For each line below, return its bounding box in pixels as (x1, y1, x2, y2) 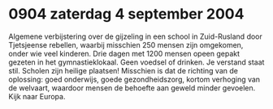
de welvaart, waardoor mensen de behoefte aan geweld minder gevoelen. (8, 82, 256, 93)
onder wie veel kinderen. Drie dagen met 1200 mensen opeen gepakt (8, 48, 240, 58)
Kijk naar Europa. (8, 91, 66, 101)
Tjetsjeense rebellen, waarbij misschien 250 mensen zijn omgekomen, (8, 40, 244, 49)
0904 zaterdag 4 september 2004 (8, 5, 245, 23)
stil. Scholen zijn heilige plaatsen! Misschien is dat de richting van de (8, 65, 238, 75)
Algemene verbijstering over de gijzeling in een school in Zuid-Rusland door (8, 31, 262, 41)
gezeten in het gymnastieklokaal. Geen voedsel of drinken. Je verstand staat (8, 57, 265, 67)
